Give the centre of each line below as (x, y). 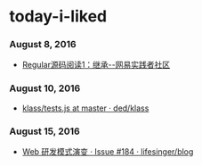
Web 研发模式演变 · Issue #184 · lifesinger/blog (108, 152)
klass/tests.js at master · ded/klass (85, 108)
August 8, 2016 (43, 45)
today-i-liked (58, 17)
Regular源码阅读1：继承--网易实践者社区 (96, 65)
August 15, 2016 (44, 131)
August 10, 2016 (45, 88)
